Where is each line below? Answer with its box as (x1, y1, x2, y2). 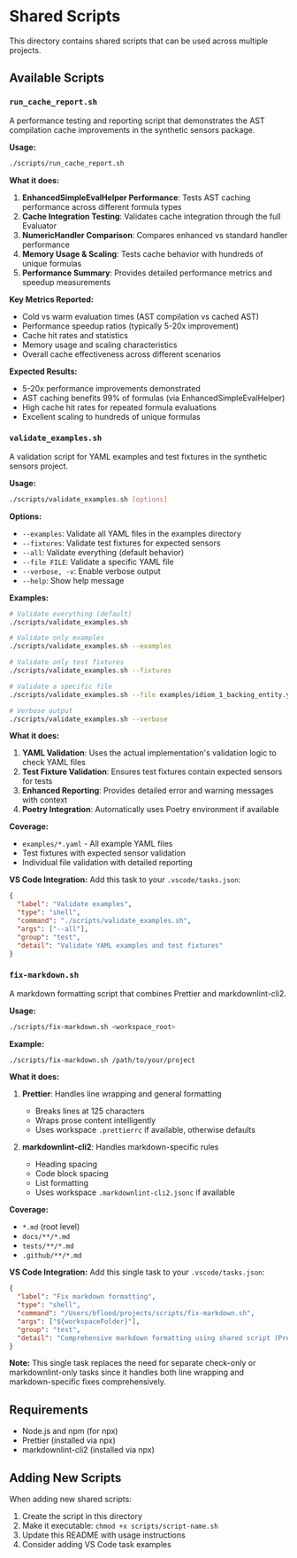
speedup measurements (21, 276, 111, 287)
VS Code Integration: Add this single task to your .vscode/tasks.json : (9, 1267, 265, 1277)
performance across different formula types (21, 201, 182, 212)
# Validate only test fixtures (9, 658, 125, 667)
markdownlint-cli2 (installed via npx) (21, 1445, 155, 1455)
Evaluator (21, 220, 57, 231)
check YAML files (21, 757, 86, 768)
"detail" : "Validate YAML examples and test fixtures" (17, 941, 224, 950)
